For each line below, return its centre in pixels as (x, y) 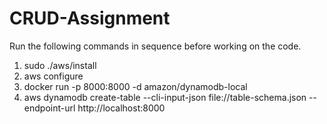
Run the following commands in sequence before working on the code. (155, 46)
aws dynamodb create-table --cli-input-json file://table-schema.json (165, 97)
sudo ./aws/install (60, 65)
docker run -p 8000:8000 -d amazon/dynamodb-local (135, 86)
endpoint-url (49, 108)
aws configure (53, 76)
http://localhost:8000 (121, 108)
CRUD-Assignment (90, 18)
